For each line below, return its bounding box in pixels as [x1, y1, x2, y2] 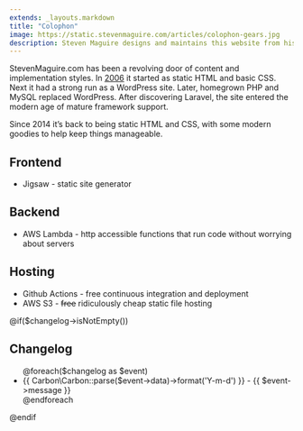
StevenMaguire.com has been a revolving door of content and [9, 63, 240, 74]
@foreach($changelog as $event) [22, 365, 149, 376]
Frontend [9, 154, 62, 170]
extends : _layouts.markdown [9, 13, 115, 23]
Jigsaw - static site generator [22, 179, 133, 189]
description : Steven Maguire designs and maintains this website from [9, 38, 280, 48]
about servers [22, 238, 75, 249]
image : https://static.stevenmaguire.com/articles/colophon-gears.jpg [9, 30, 280, 39]
